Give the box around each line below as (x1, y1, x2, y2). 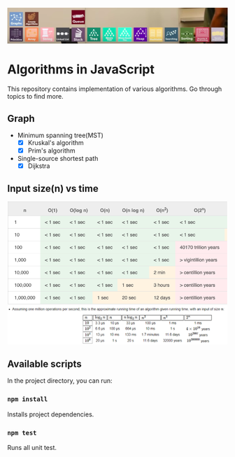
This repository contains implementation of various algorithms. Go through (7, 85, 222, 93)
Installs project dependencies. (7, 410, 94, 419)
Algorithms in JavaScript (7, 62, 155, 78)
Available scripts (7, 358, 82, 370)
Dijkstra (27, 162, 50, 170)
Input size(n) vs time (7, 183, 99, 195)
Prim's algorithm (27, 146, 76, 155)
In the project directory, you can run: (7, 377, 113, 385)
